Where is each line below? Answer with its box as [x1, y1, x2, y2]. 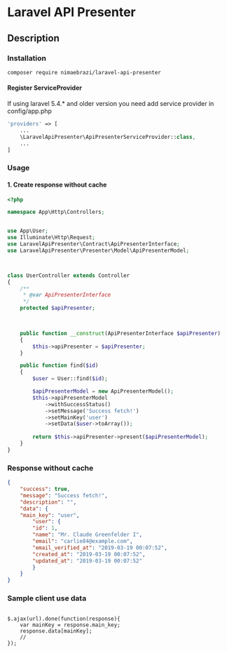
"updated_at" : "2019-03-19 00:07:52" [32, 557, 142, 565]
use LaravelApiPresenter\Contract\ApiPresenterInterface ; [7, 241, 180, 248]
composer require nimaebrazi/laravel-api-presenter [7, 69, 161, 76]
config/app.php [7, 107, 53, 116]
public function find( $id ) [20, 362, 99, 369]
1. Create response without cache [7, 180, 107, 189]
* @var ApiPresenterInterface [22, 292, 111, 299]
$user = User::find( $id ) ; [32, 375, 109, 382]
